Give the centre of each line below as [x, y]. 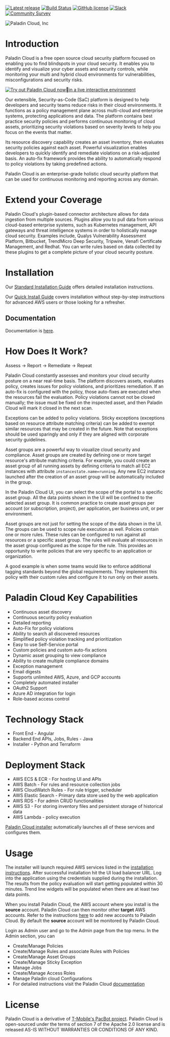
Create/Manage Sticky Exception [47, 962]
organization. [19, 556]
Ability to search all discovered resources [56, 634]
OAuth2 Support [30, 688]
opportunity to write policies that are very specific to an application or [79, 551]
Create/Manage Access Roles [44, 973]
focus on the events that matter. [39, 132]
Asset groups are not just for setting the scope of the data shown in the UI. [84, 524]
